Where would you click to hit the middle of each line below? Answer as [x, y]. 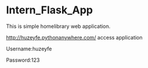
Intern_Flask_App [50, 10]
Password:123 [23, 60]
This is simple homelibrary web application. [58, 26]
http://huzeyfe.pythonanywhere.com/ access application [74, 37]
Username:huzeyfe [29, 49]
